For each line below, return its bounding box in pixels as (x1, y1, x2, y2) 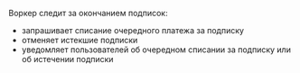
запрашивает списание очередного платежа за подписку (21, 25, 245, 35)
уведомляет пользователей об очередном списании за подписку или (21, 44, 291, 55)
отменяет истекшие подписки (21, 35, 138, 45)
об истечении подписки (21, 54, 114, 64)
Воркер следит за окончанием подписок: (8, 8, 168, 18)
